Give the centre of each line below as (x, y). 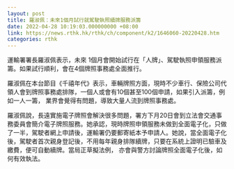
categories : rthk (32, 39)
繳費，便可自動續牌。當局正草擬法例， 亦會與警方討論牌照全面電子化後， (112, 150)
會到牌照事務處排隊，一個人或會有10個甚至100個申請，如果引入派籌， (119, 92)
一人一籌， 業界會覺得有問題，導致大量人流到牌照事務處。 (96, 100)
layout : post (26, 14)
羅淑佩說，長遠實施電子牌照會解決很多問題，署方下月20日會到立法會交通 (112, 116)
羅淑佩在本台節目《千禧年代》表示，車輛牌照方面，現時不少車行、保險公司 (114, 83)
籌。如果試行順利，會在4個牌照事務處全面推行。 (77, 69)
